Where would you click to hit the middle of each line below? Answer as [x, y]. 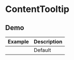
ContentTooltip [37, 9]
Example [18, 42]
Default [42, 50]
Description [48, 42]
